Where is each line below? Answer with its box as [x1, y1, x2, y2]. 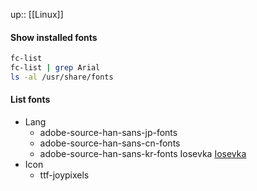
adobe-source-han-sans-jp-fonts [39, 127, 178, 139]
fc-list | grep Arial [10, 63, 101, 73]
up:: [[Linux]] [10, 9, 64, 20]
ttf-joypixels [39, 169, 90, 181]
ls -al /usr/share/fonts [10, 72, 114, 82]
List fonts [10, 94, 51, 106]
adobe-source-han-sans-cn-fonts [39, 137, 181, 149]
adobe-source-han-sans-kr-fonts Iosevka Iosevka [39, 148, 247, 160]
